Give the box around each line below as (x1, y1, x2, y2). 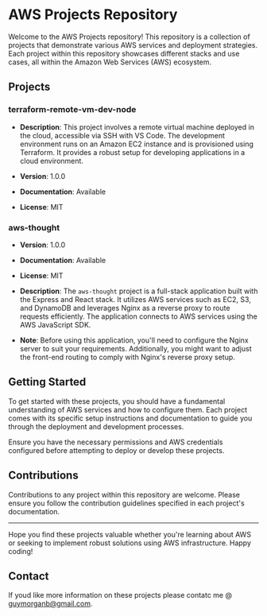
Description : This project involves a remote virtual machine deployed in (19, 122, 254, 132)
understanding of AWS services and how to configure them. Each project (8, 405, 248, 414)
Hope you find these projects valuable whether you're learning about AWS (8, 529, 252, 539)
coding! (8, 546, 33, 556)
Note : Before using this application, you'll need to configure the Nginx (19, 335, 249, 345)
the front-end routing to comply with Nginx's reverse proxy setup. (19, 352, 236, 362)
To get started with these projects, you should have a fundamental (8, 396, 226, 406)
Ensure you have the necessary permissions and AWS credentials (8, 437, 223, 447)
